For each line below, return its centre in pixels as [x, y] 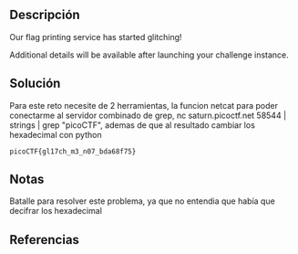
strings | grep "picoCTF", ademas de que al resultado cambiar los [132, 125]
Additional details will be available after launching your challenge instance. [149, 55]
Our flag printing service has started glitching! [96, 37]
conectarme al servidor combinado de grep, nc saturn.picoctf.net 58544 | [148, 115]
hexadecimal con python [56, 134]
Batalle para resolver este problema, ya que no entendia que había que [142, 201]
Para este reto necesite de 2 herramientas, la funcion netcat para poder [144, 105]
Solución [35, 84]
